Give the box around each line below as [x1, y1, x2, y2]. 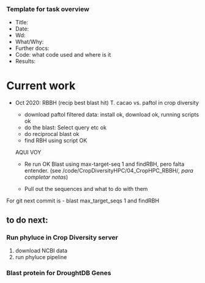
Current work [6, 79, 76, 93]
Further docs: [15, 45, 50, 52]
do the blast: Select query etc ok [24, 124, 107, 131]
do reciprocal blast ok [24, 131, 80, 138]
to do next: [6, 215, 48, 225]
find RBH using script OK [24, 137, 88, 145]
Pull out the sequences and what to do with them [24, 185, 148, 193]
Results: [15, 57, 35, 65]
